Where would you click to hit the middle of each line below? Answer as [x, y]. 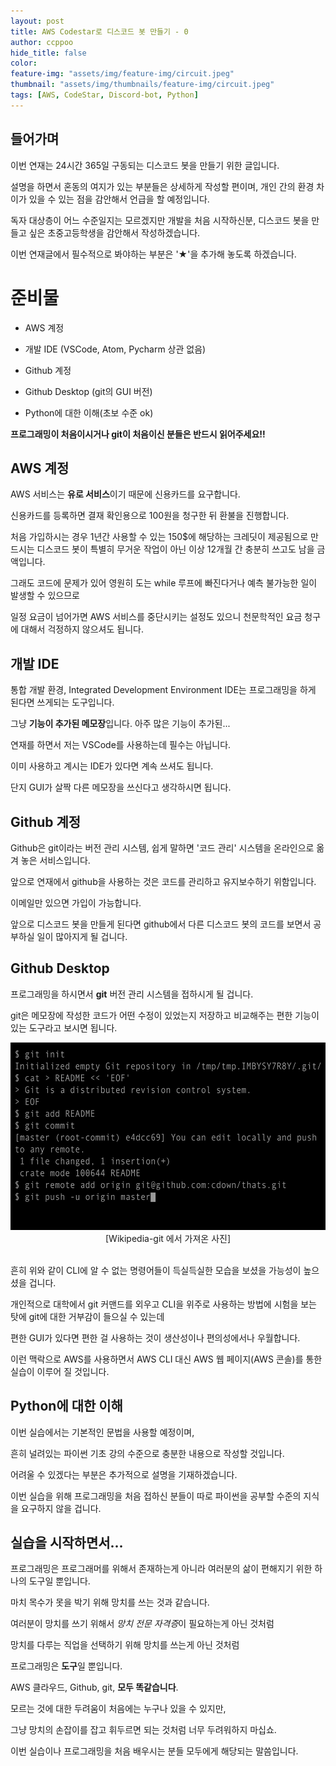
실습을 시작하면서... [67, 1542]
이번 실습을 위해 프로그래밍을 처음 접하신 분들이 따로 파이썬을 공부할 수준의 [156, 1496]
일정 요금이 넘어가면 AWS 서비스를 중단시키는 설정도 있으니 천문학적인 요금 [156, 617]
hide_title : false [48, 53]
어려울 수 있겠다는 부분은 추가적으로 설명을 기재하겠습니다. [124, 1474]
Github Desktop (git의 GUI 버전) [88, 391]
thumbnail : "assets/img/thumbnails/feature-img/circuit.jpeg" [142, 85]
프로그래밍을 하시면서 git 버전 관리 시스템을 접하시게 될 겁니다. [132, 994]
